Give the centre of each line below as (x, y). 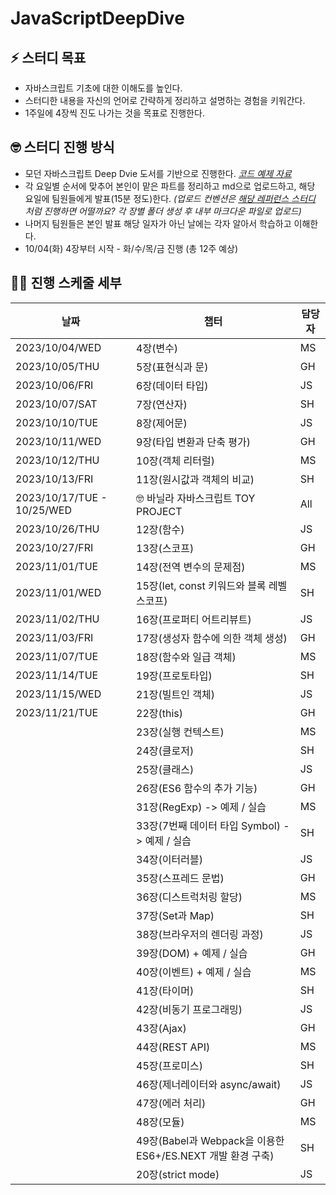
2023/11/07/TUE (57, 656)
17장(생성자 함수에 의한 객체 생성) (212, 638)
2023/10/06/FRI (54, 385)
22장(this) (160, 713)
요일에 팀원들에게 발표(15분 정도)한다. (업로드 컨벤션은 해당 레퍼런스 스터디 (170, 198)
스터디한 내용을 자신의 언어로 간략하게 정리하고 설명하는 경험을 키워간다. (165, 100)
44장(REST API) (173, 1047)
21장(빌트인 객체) (175, 694)
